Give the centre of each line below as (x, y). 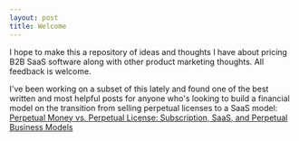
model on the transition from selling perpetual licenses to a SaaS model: (144, 108)
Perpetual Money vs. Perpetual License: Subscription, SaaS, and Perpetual (149, 117)
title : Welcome (38, 26)
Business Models (41, 127)
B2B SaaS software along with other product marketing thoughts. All (137, 61)
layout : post (34, 18)
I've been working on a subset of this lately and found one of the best (139, 89)
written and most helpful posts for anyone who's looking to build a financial (149, 98)
